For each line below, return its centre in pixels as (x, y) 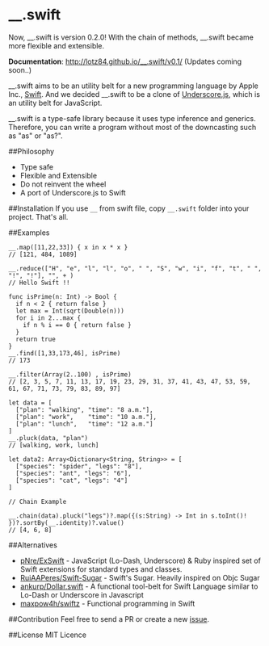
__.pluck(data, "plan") (48, 438)
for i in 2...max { (48, 318)
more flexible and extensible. (57, 45)
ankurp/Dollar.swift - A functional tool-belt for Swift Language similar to (139, 586)
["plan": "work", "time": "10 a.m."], (86, 417)
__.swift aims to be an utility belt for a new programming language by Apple (133, 86)
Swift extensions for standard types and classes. (101, 569)
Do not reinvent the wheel (63, 184)
